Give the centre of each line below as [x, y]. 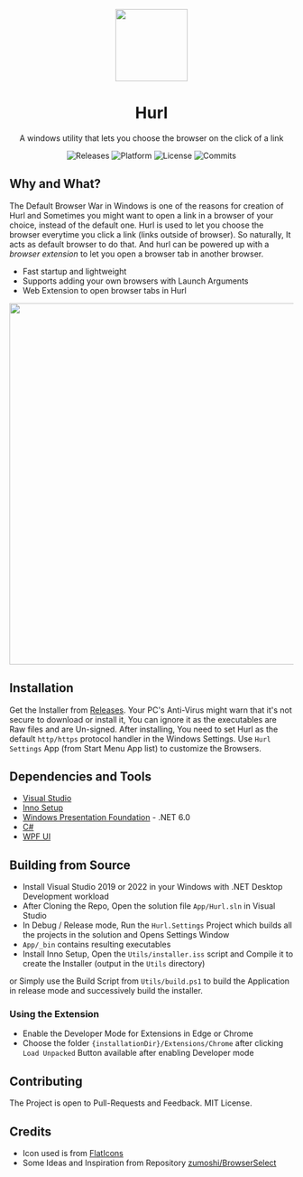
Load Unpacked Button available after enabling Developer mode [138, 1053]
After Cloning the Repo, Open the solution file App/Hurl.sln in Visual [149, 906]
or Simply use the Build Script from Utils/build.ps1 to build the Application [150, 981]
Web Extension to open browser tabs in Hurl [104, 290]
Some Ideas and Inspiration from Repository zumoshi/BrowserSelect [149, 1163]
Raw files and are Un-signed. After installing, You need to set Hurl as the [144, 729]
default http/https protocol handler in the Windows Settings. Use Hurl [140, 738]
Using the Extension [55, 1014]
